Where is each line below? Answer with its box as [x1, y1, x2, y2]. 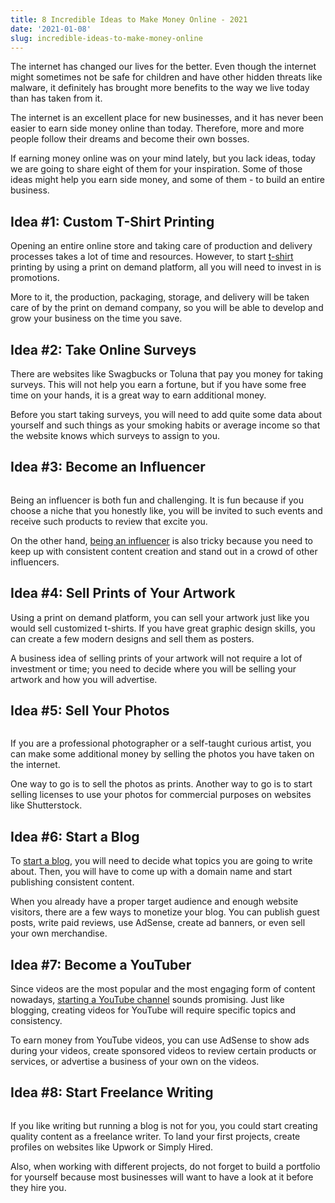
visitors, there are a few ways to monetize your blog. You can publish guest [10, 906, 320, 918]
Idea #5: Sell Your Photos [10, 702, 170, 720]
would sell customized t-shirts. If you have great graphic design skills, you [10, 622, 316, 634]
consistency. [10, 1015, 63, 1027]
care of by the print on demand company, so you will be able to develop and [10, 302, 324, 314]
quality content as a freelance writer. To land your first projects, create [10, 1130, 301, 1142]
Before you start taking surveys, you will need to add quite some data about [10, 409, 323, 420]
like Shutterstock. [10, 799, 83, 811]
